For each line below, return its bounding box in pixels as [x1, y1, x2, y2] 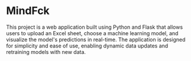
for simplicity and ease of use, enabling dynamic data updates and [6, 42, 169, 49]
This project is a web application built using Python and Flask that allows [6, 23, 183, 30]
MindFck [6, 4, 50, 18]
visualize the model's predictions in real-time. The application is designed [6, 36, 186, 43]
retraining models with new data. [6, 48, 86, 55]
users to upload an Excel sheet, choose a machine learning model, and [6, 29, 179, 36]
